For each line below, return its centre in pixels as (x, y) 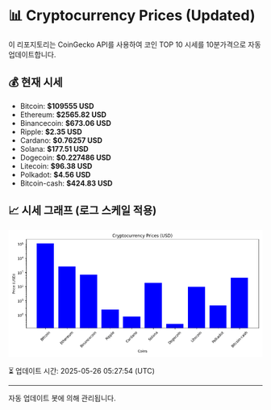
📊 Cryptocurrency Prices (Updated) (132, 16)
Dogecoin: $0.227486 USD (65, 157)
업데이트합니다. (32, 54)
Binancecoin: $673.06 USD (65, 123)
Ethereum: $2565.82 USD (63, 115)
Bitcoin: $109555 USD (57, 106)
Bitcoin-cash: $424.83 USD (66, 183)
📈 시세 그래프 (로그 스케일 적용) (83, 211)
